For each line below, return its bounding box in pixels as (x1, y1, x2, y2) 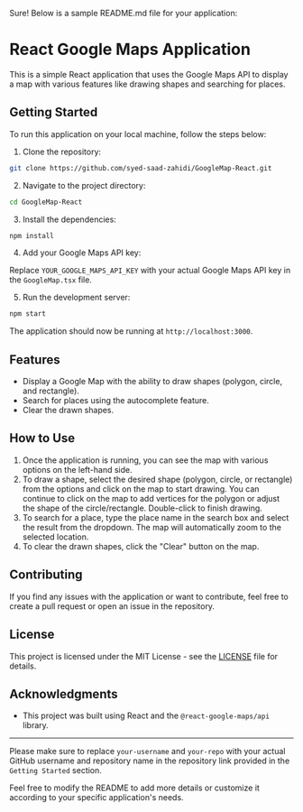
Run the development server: (22, 292, 131, 303)
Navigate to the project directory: (22, 180, 146, 190)
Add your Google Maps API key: (22, 247, 142, 258)
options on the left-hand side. (22, 464, 133, 475)
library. (22, 720, 50, 731)
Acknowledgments (9, 686, 119, 702)
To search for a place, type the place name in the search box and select (22, 512, 289, 522)
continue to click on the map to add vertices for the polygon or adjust (22, 493, 280, 503)
